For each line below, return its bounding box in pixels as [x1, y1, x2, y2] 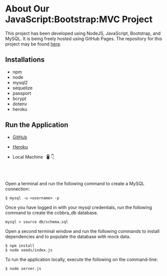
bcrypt [12, 95, 27, 101]
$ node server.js [5, 266, 42, 271]
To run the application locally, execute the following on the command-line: [5, 256, 158, 262]
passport [12, 90, 32, 96]
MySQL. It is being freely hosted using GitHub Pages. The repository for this [5, 36, 162, 42]
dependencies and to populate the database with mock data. [5, 233, 131, 239]
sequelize [12, 85, 33, 91]
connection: [5, 186, 30, 192]
